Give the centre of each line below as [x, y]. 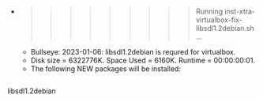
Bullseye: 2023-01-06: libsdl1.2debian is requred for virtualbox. [133, 52]
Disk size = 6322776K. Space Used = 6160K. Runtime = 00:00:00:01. [143, 60]
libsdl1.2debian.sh [225, 28]
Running [209, 11]
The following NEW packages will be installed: [105, 69]
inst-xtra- [240, 11]
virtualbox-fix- [219, 20]
